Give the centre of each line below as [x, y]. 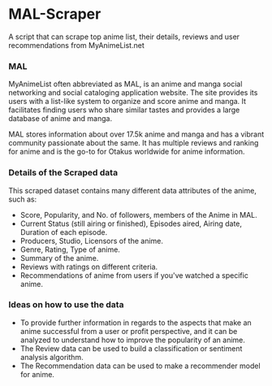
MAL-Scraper [55, 14]
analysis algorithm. [52, 357]
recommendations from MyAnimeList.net [76, 45]
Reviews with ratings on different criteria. [89, 267]
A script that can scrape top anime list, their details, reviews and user [124, 37]
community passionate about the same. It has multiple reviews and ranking [134, 143]
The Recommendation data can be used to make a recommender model [140, 366]
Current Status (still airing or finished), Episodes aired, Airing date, [131, 223]
